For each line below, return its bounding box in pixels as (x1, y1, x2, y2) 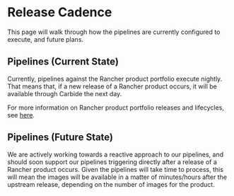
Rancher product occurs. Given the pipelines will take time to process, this (7, 165, 224, 173)
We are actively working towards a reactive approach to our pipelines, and (7, 150, 224, 158)
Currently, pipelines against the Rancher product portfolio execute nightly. (7, 74, 223, 83)
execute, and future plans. (7, 35, 83, 43)
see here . (7, 110, 35, 119)
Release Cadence (7, 4, 112, 21)
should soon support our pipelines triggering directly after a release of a (7, 157, 218, 166)
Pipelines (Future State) (7, 132, 114, 144)
